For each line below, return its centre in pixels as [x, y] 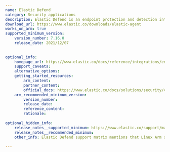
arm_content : [37, 81]
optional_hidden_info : [29, 123]
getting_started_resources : [44, 76]
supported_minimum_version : [35, 33]
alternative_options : [37, 71]
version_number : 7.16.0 [39, 39]
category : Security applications [40, 15]
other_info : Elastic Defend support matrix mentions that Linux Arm [88, 137]
